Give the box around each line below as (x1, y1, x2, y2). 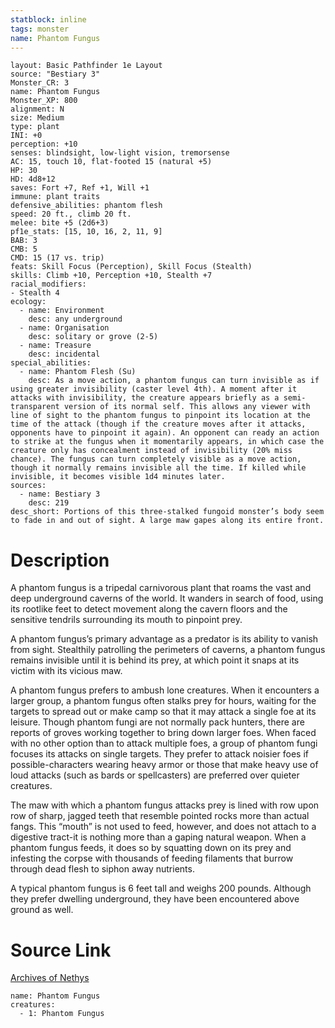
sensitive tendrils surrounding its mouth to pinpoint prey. (10, 614, 243, 626)
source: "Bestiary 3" (10, 69, 101, 80)
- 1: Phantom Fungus (19, 1009, 105, 1019)
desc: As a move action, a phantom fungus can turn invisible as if (28, 376, 320, 386)
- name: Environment (19, 306, 105, 316)
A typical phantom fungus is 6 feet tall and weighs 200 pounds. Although (10, 882, 312, 895)
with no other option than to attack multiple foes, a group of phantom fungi (10, 737, 318, 750)
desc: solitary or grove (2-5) (28, 332, 159, 342)
